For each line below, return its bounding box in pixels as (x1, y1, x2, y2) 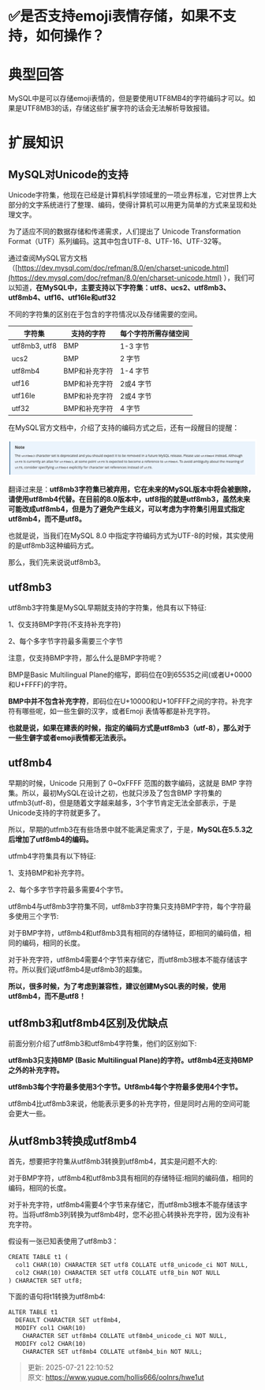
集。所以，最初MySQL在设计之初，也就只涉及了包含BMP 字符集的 (8, 788, 222, 798)
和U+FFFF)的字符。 (8, 679, 72, 689)
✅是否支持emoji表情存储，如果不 (8, 7, 223, 25)
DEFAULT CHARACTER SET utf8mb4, (15, 1317, 122, 1325)
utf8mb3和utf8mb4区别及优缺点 (8, 1016, 168, 1029)
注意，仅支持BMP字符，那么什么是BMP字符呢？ (8, 652, 163, 663)
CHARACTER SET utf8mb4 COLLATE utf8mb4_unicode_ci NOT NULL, (22, 1332, 227, 1340)
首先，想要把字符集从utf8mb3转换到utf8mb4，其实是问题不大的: (8, 1156, 218, 1166)
